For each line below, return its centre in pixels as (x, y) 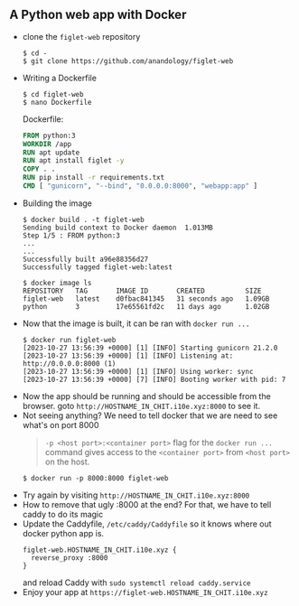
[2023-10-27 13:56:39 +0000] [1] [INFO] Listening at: (128, 356)
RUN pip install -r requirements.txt (93, 178)
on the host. (67, 461)
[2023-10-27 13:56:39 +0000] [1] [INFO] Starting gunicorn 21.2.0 (150, 348)
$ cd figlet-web (53, 94)
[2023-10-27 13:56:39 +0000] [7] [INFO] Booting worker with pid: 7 (154, 379)
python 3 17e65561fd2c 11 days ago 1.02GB (146, 306)
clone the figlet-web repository (81, 36)
